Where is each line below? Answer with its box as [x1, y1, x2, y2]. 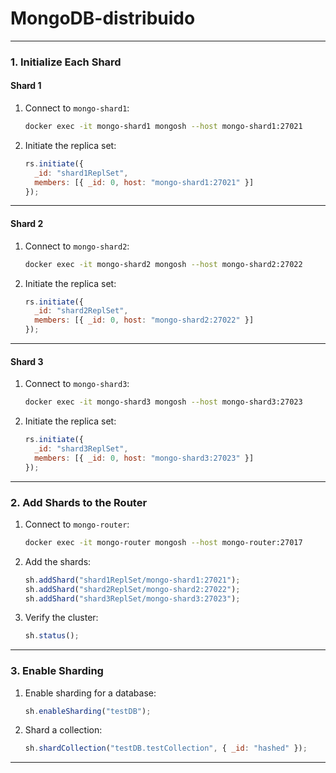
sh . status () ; [24, 631, 80, 641]
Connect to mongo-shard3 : [24, 378, 130, 390]
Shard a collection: [24, 724, 103, 736]
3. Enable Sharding [10, 664, 104, 678]
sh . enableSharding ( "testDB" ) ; [24, 706, 152, 716]
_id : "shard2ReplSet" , [34, 306, 129, 316]
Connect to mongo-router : [24, 518, 130, 530]
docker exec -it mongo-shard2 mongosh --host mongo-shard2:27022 [24, 259, 303, 269]
